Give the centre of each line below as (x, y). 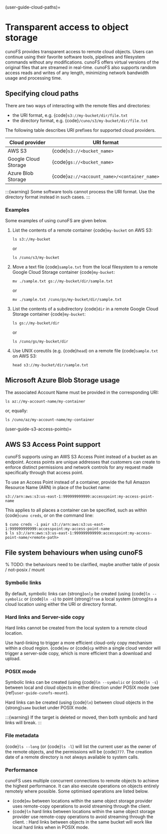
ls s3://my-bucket (31, 240)
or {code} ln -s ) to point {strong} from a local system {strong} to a (90, 599)
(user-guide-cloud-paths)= (33, 7)
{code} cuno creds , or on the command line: (49, 515)
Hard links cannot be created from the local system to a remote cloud (76, 628)
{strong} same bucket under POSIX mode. (46, 708)
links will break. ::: (24, 723)
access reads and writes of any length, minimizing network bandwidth (77, 73)
